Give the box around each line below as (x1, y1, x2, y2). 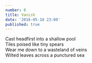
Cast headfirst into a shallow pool (5, 36, 76, 42)
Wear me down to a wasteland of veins (5, 47, 87, 53)
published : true (5, 22, 40, 27)
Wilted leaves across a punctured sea (5, 52, 85, 58)
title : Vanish (5, 12, 36, 17)
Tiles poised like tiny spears (5, 41, 64, 48)
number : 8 (5, 7, 27, 13)
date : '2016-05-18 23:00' (5, 17, 60, 22)
